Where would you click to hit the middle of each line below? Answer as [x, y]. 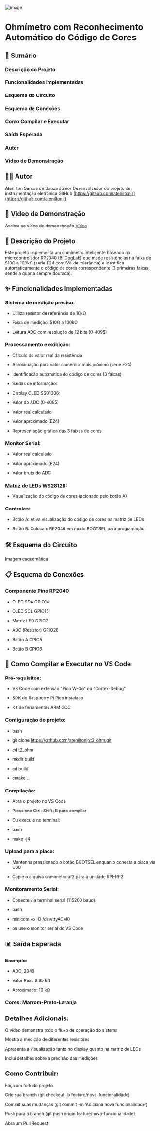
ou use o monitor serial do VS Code [48, 928]
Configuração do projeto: [35, 720]
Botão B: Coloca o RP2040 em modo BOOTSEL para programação [78, 529]
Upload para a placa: [30, 851]
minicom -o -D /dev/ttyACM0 [41, 919]
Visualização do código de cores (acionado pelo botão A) [69, 496]
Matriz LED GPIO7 [30, 621]
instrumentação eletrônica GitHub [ [40, 193]
